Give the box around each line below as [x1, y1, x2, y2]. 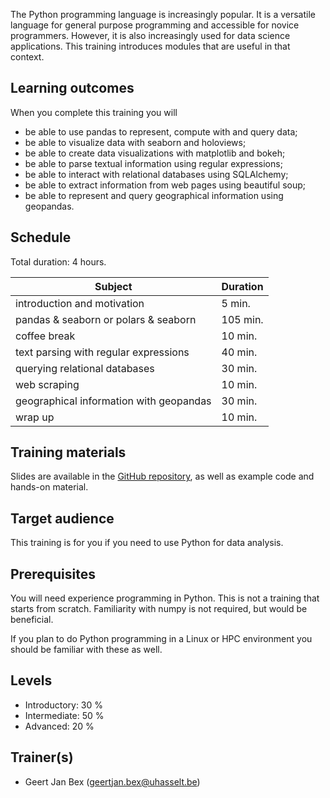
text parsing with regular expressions [15, 345, 190, 359]
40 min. [221, 345, 258, 359]
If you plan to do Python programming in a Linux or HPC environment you [10, 633, 313, 645]
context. [10, 51, 45, 63]
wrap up [15, 410, 55, 424]
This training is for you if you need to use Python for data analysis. [10, 537, 284, 549]
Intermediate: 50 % [24, 709, 105, 721]
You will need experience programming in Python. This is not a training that [10, 592, 320, 604]
